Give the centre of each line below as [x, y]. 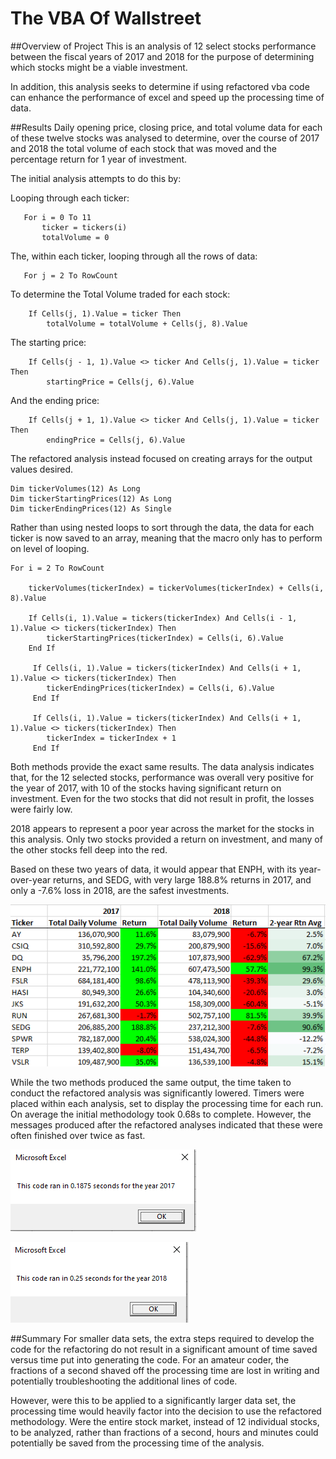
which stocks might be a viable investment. [99, 67]
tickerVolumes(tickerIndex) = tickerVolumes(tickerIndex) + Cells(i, [176, 588]
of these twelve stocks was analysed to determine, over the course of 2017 [165, 138]
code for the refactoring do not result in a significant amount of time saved [164, 1349]
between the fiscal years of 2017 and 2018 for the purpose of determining [162, 56]
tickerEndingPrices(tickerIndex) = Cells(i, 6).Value [160, 688]
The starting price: [48, 342]
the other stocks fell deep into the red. [89, 849]
